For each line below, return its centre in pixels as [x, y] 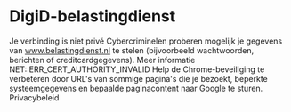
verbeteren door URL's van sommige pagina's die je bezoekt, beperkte [139, 78]
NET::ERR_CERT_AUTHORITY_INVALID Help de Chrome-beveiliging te [137, 69]
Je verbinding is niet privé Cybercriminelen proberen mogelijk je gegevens [146, 41]
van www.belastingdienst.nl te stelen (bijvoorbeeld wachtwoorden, [132, 50]
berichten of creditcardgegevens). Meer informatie [102, 60]
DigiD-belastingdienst [93, 16]
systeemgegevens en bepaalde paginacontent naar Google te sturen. [136, 88]
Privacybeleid [34, 97]
